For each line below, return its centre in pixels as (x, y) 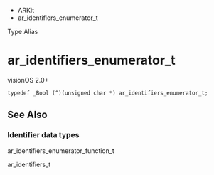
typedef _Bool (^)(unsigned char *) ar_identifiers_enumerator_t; (108, 93)
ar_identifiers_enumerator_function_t (61, 150)
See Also (27, 115)
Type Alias (23, 32)
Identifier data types (43, 135)
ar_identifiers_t (29, 164)
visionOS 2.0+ (28, 80)
